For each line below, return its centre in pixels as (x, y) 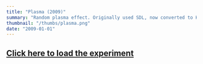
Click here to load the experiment (70, 53)
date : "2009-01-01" (31, 29)
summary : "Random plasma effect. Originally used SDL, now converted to (100, 18)
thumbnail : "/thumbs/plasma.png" (48, 23)
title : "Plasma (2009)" (36, 12)
